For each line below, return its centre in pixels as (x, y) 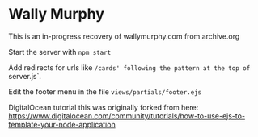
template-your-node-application (62, 124)
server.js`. (25, 76)
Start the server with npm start (60, 52)
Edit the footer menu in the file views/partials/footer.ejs (105, 91)
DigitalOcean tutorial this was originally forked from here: (104, 107)
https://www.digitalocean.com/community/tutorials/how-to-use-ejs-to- (127, 116)
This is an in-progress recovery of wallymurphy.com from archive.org (124, 36)
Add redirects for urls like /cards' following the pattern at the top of (129, 67)
